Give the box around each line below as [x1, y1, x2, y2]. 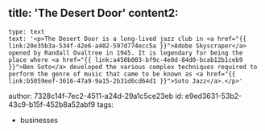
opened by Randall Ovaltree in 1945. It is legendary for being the [8, 48, 243, 57]
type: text [8, 27, 45, 35]
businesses [19, 115, 59, 125]
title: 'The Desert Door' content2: [8, 6, 179, 20]
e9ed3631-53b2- [184, 91, 242, 100]
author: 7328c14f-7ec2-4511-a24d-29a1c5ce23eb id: [8, 91, 184, 100]
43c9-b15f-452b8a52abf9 [8, 100, 96, 109]
